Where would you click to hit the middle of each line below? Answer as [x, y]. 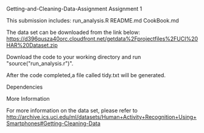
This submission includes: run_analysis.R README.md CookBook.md [93, 20]
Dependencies [25, 87]
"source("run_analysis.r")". [40, 63]
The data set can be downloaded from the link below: [73, 32]
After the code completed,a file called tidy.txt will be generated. [86, 75]
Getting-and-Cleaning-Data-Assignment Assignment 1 [74, 9]
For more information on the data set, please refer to [72, 111]
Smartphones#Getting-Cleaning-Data [53, 123]
